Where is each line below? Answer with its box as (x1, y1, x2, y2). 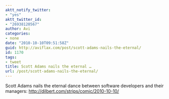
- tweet (5, 59, 22, 64)
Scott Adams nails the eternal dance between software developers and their (5, 83, 164, 89)
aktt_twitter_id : (5, 17, 42, 22)
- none (5, 36, 19, 41)
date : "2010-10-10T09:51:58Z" (5, 41, 69, 46)
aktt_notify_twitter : (5, 7, 51, 13)
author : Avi (5, 26, 30, 31)
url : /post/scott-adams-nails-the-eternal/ (5, 69, 99, 74)
